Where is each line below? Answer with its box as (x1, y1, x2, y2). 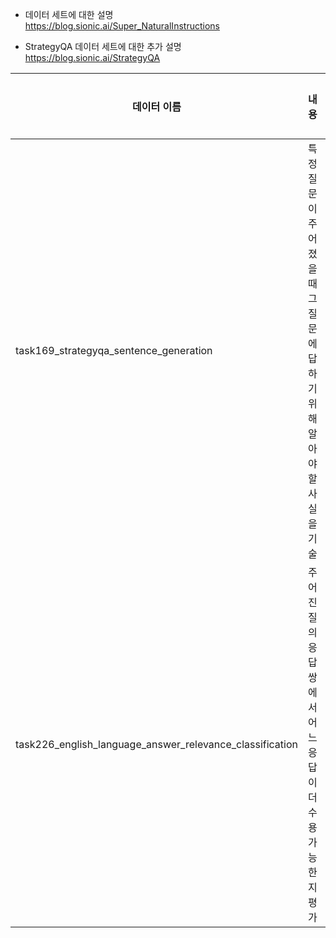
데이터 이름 (132, 100, 182, 113)
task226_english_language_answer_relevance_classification (15, 738, 299, 751)
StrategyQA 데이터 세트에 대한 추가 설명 (24, 41, 182, 52)
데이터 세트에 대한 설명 (24, 9, 114, 20)
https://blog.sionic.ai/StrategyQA (24, 52, 161, 63)
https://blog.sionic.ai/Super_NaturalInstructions (24, 20, 220, 32)
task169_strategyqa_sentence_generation (15, 344, 213, 357)
